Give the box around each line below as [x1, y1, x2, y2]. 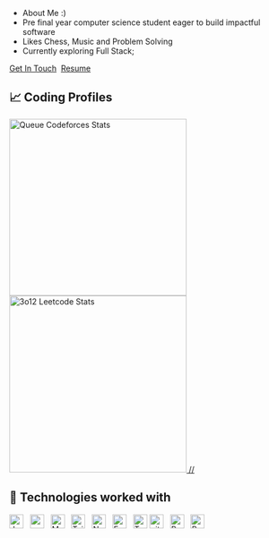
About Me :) [22, 8, 67, 18]
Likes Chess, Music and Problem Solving [22, 36, 173, 47]
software [22, 27, 56, 37]
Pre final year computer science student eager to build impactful [22, 17, 261, 28]
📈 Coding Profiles [9, 90, 113, 106]
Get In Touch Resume [9, 63, 91, 73]
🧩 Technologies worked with [9, 490, 171, 505]
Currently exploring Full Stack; [22, 46, 134, 56]
